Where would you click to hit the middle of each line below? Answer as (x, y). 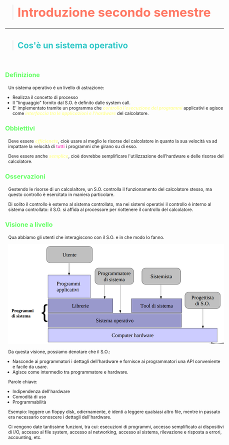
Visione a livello (29, 225)
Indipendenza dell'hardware (41, 391)
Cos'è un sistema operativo (73, 45)
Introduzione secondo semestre (114, 12)
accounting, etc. (25, 437)
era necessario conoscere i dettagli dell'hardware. (60, 417)
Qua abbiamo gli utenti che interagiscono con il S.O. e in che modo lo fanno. (86, 237)
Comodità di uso (29, 396)
